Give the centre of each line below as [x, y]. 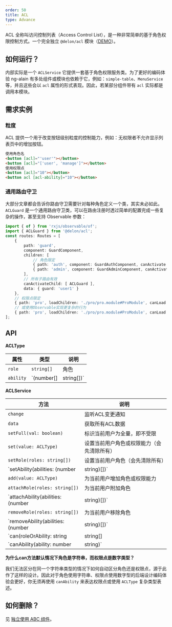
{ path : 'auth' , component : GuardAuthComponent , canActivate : [100, 265]
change [16, 414]
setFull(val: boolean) [35, 433]
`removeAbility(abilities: [36, 521]
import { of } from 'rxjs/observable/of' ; [51, 227]
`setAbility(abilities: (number [42, 469]
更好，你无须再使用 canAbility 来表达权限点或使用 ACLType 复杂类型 [85, 581]
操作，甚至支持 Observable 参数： [50, 217]
